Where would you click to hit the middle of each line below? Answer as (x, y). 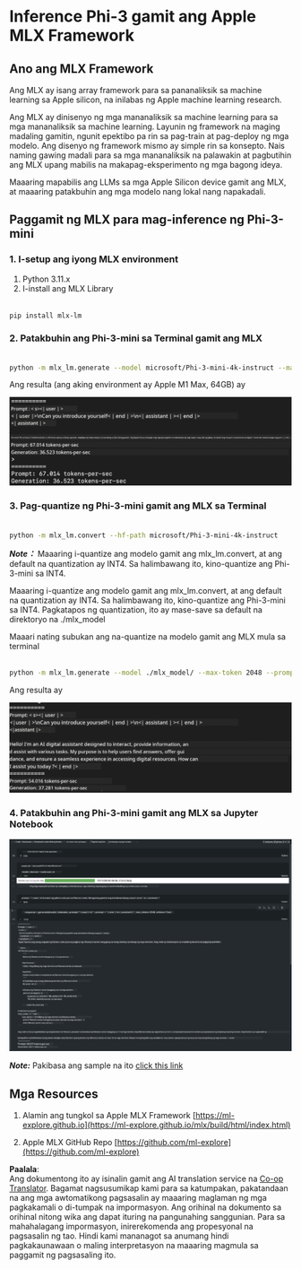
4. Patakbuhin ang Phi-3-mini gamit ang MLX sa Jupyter (134, 813)
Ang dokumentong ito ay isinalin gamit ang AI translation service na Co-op (146, 1179)
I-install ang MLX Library (68, 288)
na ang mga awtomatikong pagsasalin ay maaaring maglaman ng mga (138, 1198)
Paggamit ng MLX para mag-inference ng (127, 220)
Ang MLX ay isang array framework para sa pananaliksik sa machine (136, 90)
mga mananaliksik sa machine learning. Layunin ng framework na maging (145, 126)
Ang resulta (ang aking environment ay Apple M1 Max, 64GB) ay (128, 385)
